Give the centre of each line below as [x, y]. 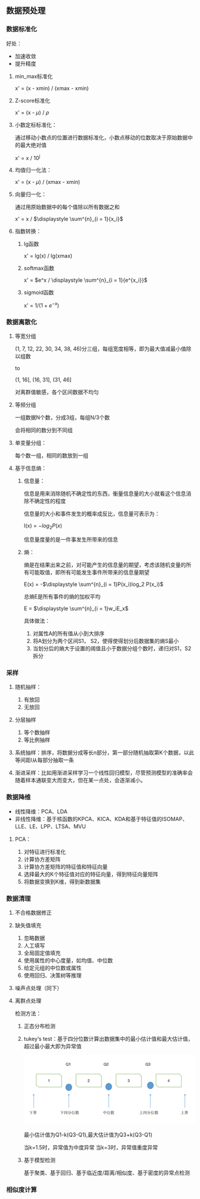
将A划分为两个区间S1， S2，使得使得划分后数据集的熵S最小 [106, 641]
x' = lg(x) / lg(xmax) [48, 256]
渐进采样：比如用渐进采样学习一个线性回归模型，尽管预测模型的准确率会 [104, 773]
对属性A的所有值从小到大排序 [69, 634]
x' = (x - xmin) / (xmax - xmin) [52, 88]
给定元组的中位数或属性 [53, 968]
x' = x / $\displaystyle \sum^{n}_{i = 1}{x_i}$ [69, 219]
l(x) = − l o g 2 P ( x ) [43, 526]
